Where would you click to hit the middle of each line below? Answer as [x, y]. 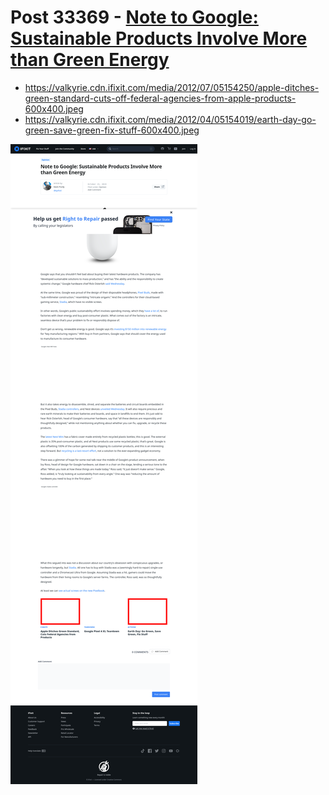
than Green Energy [90, 60]
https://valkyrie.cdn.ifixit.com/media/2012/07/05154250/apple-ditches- [172, 87]
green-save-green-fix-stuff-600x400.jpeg [112, 130]
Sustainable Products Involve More [159, 38]
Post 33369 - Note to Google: [134, 17]
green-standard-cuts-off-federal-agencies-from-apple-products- [160, 98]
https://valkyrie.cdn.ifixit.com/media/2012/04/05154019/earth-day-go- [170, 119]
